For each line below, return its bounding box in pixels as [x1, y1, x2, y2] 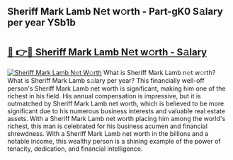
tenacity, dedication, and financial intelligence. [7, 144, 143, 153]
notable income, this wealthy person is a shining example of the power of [7, 137, 221, 145]
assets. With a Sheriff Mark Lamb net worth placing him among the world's [7, 115, 226, 122]
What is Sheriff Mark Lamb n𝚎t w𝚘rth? [103, 69, 216, 76]
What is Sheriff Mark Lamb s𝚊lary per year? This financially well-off [7, 76, 205, 84]
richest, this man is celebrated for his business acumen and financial [7, 122, 208, 130]
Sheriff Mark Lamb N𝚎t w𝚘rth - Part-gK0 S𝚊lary [7, 6, 223, 18]
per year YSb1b [7, 17, 76, 29]
